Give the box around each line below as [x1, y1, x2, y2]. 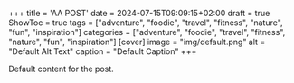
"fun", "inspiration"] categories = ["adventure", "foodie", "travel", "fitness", [8, 27, 286, 37]
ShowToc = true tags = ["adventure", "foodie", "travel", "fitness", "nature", [8, 17, 283, 28]
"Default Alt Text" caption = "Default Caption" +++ [8, 46, 197, 57]
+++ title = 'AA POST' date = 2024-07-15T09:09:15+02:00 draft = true [8, 8, 270, 18]
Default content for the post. [8, 63, 114, 74]
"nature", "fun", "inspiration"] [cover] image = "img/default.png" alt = [8, 36, 266, 47]
